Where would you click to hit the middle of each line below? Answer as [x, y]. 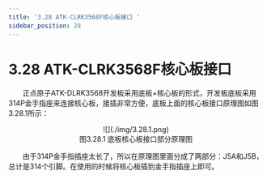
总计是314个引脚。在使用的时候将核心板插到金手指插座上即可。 [114, 167]
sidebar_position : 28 [45, 26]
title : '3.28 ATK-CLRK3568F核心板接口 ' [74, 17]
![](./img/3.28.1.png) [136, 130]
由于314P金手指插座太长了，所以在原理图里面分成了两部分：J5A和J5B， [143, 156]
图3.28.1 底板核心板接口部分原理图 [136, 139]
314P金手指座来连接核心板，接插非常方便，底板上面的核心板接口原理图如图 [133, 103]
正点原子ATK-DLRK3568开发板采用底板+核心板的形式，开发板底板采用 [140, 93]
